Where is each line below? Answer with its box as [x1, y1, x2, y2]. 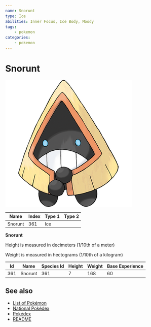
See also [5, 286, 33, 295]
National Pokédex [12, 305, 50, 312]
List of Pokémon [12, 300, 47, 306]
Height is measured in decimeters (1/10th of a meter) [5, 242, 115, 248]
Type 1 [45, 213, 60, 219]
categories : [5, 35, 30, 40]
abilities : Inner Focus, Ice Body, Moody [5, 19, 94, 24]
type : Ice [5, 13, 26, 19]
